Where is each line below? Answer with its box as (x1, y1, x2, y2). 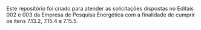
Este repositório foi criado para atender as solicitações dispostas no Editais (6, 5, 194, 12)
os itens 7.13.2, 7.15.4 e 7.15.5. (6, 18, 79, 24)
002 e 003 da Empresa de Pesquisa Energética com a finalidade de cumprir (6, 11, 196, 18)
